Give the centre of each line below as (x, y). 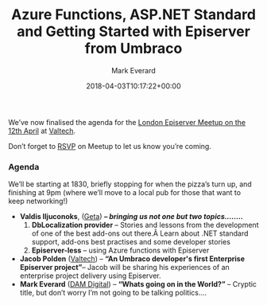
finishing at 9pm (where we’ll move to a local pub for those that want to (124, 193)
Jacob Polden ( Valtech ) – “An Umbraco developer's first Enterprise (132, 259)
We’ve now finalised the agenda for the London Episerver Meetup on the (127, 122)
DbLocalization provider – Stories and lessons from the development (145, 225)
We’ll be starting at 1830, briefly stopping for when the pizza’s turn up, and (130, 184)
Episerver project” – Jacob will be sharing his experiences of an (125, 268)
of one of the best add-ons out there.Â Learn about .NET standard (140, 233)
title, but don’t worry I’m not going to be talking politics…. (113, 293)
